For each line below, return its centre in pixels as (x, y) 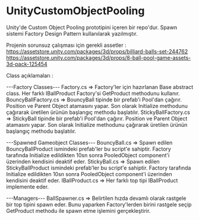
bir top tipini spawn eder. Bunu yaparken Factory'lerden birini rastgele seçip (99, 204)
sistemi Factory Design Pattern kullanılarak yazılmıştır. (72, 33)
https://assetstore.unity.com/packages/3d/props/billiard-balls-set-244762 (97, 51)
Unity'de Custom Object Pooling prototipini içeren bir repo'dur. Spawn (91, 27)
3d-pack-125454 (27, 64)
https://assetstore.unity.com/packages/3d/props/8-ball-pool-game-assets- (99, 58)
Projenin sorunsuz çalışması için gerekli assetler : (66, 45)
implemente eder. (28, 186)
